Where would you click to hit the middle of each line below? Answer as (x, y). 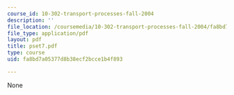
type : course (26, 53)
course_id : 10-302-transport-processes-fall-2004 (81, 14)
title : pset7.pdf (32, 46)
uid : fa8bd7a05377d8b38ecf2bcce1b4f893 (65, 59)
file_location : (29, 27)
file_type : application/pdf (48, 33)
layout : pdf (24, 40)
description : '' (31, 20)
